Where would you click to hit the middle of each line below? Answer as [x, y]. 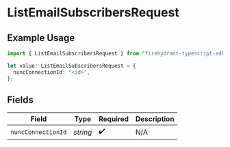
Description [155, 119]
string [82, 132]
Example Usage [41, 38]
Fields [21, 99]
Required [113, 119]
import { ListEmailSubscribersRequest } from [73, 53]
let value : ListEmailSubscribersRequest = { [72, 66]
